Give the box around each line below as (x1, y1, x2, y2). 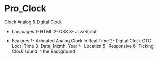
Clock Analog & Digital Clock (4, 19, 62, 25)
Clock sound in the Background (11, 48, 75, 54)
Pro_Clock (4, 3, 47, 14)
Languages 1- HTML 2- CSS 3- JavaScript (11, 28, 97, 34)
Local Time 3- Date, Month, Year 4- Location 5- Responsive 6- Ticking (11, 43, 154, 49)
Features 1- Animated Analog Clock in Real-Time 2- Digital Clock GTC (11, 38, 152, 44)
